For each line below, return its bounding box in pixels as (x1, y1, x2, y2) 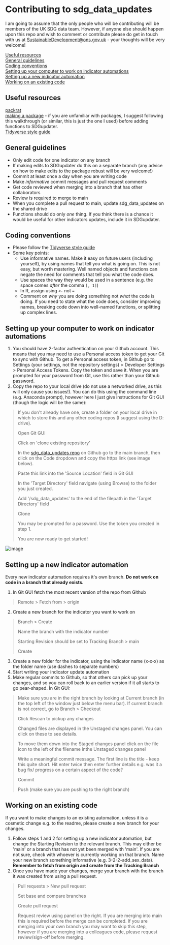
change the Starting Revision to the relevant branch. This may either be (12, 840, 162, 847)
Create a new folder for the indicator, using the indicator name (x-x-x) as (12, 658, 164, 664)
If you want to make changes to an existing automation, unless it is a (5, 814, 148, 820)
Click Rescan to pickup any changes (17, 716, 94, 721)
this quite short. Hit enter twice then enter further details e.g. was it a (17, 761, 162, 767)
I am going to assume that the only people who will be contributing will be (5, 20, 159, 26)
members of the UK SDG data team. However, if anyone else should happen (5, 25, 164, 32)
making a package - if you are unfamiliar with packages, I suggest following (5, 112, 163, 118)
